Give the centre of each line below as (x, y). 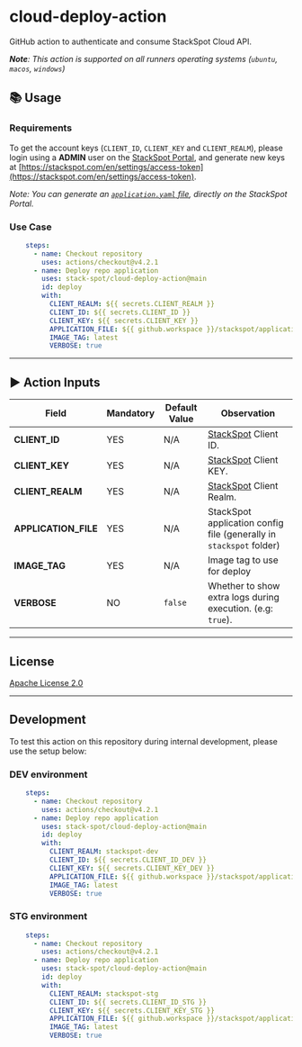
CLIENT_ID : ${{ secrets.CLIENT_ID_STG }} (128, 1002)
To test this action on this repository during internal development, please (144, 741)
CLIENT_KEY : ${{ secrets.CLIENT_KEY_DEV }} (132, 868)
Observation (248, 413)
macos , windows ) (37, 68)
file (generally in (242, 535)
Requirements (41, 128)
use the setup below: (48, 751)
